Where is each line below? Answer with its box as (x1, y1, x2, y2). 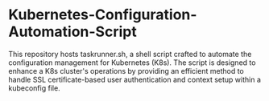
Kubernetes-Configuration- (8, 6, 197, 24)
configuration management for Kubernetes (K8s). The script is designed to (8, 58, 256, 67)
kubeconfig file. (8, 83, 60, 93)
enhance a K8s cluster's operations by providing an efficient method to (8, 66, 244, 75)
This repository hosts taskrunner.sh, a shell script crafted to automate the (8, 49, 252, 59)
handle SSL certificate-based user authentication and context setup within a (8, 75, 262, 84)
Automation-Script (8, 22, 137, 41)
